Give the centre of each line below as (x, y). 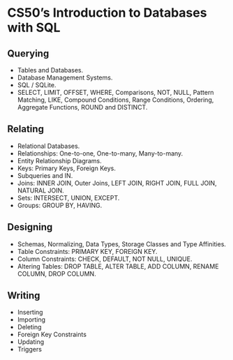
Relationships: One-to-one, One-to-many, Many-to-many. (100, 153)
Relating (25, 129)
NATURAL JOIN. (40, 190)
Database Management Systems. (65, 77)
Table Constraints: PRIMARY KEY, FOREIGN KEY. (88, 251)
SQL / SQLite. (37, 85)
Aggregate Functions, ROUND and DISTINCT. (82, 107)
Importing (31, 320)
